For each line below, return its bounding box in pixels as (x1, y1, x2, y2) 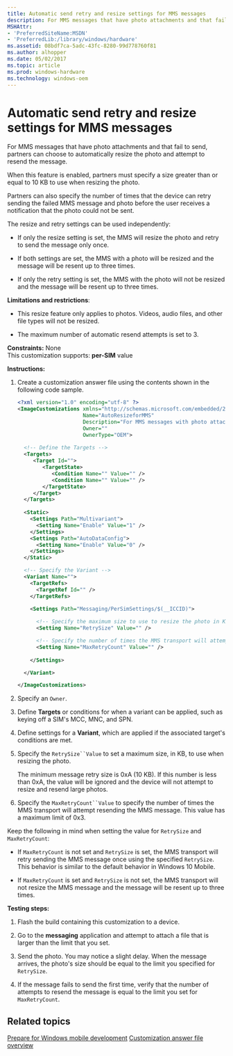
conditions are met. (17, 736, 73, 744)
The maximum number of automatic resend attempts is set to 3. (17, 330, 199, 339)
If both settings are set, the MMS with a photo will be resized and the (17, 255, 214, 263)
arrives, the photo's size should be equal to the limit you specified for (17, 959, 216, 968)
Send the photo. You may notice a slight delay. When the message (17, 952, 207, 961)
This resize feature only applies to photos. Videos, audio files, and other (17, 310, 223, 318)
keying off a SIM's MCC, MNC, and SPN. (17, 715, 133, 723)
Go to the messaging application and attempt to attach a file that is (17, 931, 209, 940)
